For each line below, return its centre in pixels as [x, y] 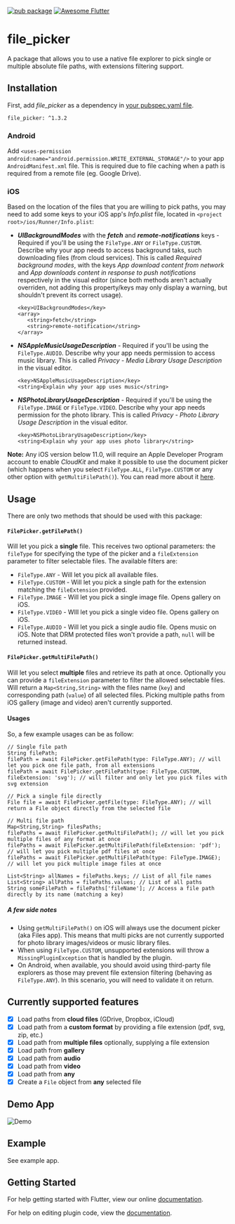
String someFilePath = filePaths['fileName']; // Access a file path [111, 888]
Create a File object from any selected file [79, 1081]
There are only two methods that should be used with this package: [105, 516]
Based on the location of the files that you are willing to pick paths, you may [117, 207]
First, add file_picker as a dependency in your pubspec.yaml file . [101, 105]
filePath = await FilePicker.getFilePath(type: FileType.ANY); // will [114, 759]
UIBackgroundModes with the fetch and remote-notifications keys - [118, 235]
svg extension [28, 783]
